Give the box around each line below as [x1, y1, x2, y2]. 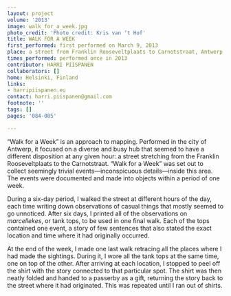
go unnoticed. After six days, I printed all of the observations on [7, 209, 188, 218]
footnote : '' [7, 100, 45, 107]
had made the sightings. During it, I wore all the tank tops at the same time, [7, 252, 219, 260]
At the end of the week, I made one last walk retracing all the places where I [7, 244, 222, 253]
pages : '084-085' [7, 112, 57, 119]
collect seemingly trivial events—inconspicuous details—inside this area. [7, 167, 213, 175]
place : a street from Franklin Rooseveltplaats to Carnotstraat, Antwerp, [7, 49, 226, 56]
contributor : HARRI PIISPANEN [7, 61, 94, 68]
